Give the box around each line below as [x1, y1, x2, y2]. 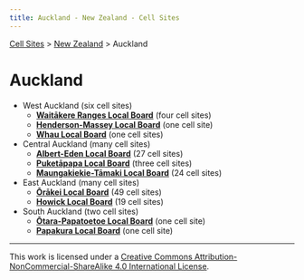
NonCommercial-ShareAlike [9, 260, 113, 272]
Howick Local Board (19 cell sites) [35, 196, 165, 207]
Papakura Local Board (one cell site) [35, 225, 174, 236]
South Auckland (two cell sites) [22, 206, 139, 217]
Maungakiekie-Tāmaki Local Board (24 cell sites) [35, 167, 223, 178]
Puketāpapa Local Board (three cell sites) [35, 158, 193, 169]
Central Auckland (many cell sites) [22, 138, 151, 150]
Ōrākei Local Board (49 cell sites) [35, 187, 163, 198]
